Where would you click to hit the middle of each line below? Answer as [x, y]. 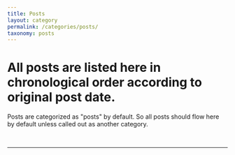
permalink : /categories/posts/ [53, 27]
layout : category [33, 20]
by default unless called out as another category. [78, 124]
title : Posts [26, 14]
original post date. [61, 97]
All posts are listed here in [84, 68]
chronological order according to [105, 83]
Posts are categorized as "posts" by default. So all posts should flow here [113, 117]
